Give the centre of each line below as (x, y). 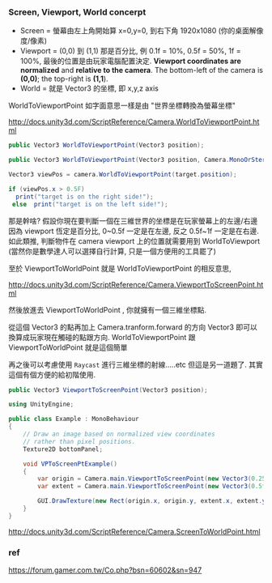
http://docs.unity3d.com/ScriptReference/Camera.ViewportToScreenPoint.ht (136, 284)
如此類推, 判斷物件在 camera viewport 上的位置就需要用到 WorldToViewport (134, 240)
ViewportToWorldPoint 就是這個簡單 (68, 347)
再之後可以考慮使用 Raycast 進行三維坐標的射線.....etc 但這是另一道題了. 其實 (136, 364)
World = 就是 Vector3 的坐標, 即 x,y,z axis (89, 88)
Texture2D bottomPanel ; (63, 449)
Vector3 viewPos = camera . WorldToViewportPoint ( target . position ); (123, 175)
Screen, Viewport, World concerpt (77, 12)
